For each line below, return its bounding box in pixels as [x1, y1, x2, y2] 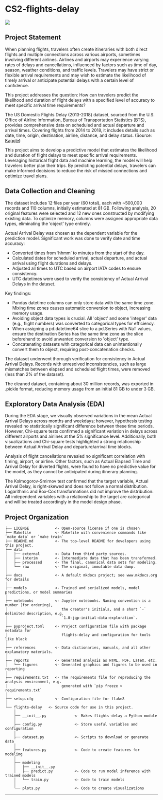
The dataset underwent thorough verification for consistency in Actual [5, 355, 146, 361]
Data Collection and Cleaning [5, 187, 95, 195]
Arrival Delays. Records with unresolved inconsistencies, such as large [5, 361, 147, 367]
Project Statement [5, 33, 61, 42]
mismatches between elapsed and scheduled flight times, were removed [5, 366, 150, 372]
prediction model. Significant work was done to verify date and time [5, 235, 141, 241]
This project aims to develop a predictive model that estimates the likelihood [5, 147, 157, 153]
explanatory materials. [5, 650, 53, 654]
